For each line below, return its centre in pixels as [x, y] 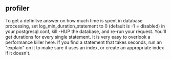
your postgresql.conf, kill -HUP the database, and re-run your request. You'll [86, 31]
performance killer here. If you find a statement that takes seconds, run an [84, 42]
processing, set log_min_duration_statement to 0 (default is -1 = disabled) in [85, 26]
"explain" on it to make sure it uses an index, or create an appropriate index [85, 47]
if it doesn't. [18, 53]
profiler [17, 8]
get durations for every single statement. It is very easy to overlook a [78, 37]
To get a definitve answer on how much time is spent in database [74, 20]
